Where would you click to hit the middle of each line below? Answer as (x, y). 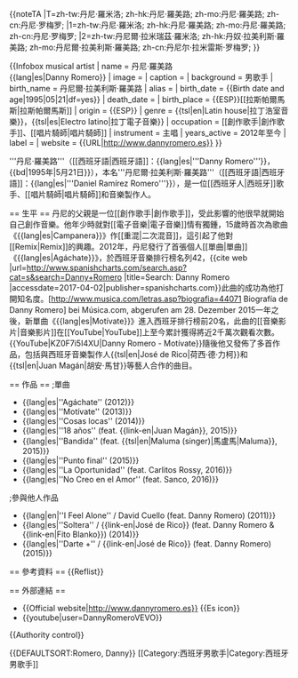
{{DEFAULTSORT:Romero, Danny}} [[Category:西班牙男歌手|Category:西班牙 (149, 653)
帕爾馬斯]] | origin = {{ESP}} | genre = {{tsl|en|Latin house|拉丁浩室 (158, 111)
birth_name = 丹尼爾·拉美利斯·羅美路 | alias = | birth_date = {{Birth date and (147, 88)
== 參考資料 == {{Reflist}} (56, 571)
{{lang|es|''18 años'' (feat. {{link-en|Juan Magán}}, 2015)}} (129, 431)
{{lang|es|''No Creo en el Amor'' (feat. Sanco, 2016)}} (121, 479)
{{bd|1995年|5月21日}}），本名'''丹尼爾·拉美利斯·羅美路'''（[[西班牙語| (136, 172)
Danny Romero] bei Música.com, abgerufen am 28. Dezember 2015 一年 (140, 310)
